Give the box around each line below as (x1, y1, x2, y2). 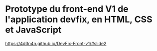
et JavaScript (5, 25, 62, 35)
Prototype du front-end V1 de (5, 3, 129, 15)
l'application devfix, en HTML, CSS (5, 14, 153, 25)
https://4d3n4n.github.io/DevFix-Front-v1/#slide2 (5, 40, 107, 46)
